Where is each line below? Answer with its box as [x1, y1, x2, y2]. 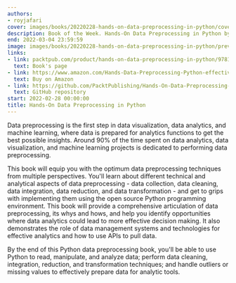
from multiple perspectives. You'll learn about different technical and [7, 171, 206, 180]
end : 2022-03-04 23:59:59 [7, 37, 83, 44]
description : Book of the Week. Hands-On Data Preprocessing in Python [7, 29, 221, 37]
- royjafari [7, 17, 42, 24]
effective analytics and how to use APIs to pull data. [7, 231, 157, 239]
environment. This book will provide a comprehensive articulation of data [7, 202, 218, 210]
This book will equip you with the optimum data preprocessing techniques [7, 164, 221, 173]
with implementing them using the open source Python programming [7, 194, 206, 202]
